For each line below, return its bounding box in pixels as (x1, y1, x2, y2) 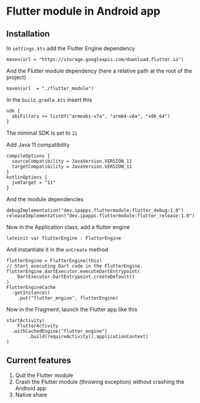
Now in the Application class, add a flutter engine (6, 224, 130, 230)
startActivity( (6, 318, 45, 324)
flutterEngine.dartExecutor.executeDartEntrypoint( (6, 268, 140, 274)
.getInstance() (12, 290, 51, 296)
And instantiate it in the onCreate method (6, 246, 109, 253)
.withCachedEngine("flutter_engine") (12, 328, 108, 334)
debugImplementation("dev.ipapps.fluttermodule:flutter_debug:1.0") (6, 207, 184, 213)
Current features (6, 355, 71, 366)
